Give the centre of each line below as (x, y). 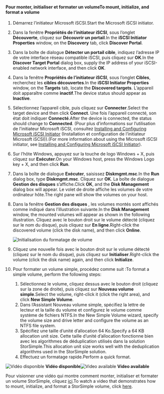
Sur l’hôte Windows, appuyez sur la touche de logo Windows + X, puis (83, 154)
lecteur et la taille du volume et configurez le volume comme (81, 310)
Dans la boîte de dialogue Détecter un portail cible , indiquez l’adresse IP (86, 53)
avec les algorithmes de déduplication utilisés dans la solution (82, 341)
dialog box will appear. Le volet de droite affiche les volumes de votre (83, 189)
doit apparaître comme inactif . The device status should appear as (79, 93)
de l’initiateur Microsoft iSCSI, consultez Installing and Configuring (79, 129)
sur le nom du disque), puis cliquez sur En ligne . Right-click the (76, 225)
